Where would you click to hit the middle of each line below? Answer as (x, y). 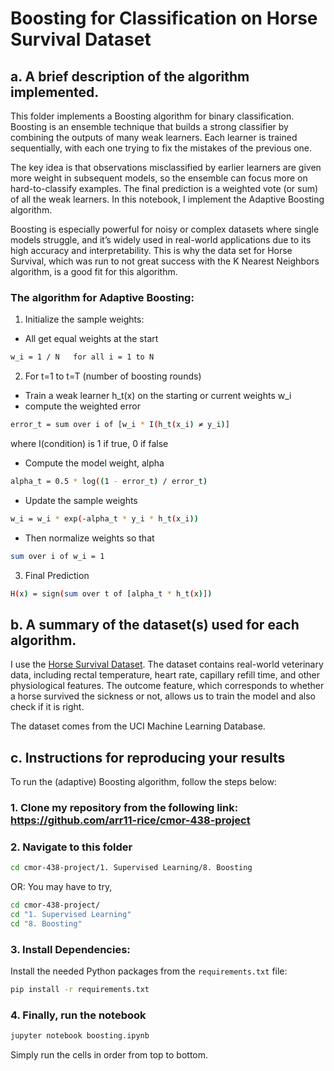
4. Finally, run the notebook (78, 1015)
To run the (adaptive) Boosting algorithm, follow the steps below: (143, 782)
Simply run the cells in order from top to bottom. (109, 1055)
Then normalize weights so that (89, 538)
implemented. (55, 92)
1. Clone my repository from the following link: (124, 808)
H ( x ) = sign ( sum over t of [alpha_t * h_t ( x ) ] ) (111, 593)
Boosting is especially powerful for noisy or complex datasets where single (165, 229)
